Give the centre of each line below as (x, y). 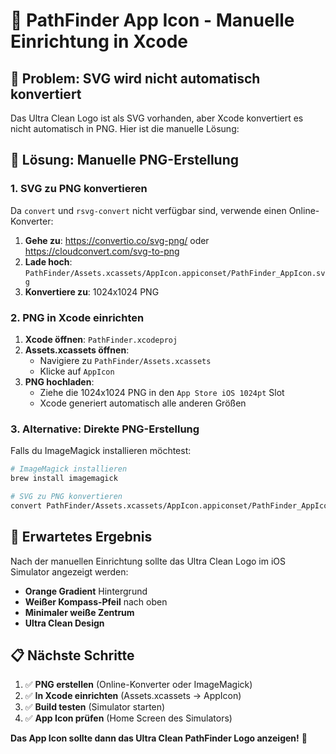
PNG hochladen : (59, 381)
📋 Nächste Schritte (72, 655)
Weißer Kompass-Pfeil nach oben (96, 601)
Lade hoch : (48, 261)
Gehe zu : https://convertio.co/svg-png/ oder (117, 240)
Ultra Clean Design (64, 623)
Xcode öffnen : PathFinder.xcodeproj (101, 339)
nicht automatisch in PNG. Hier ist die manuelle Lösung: (125, 128)
